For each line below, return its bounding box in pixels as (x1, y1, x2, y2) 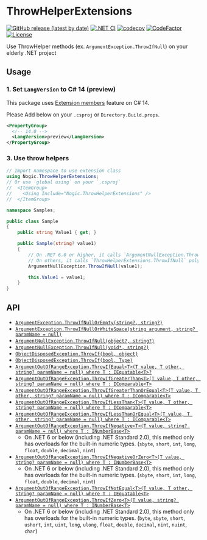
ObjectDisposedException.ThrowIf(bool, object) (15, 350, 138, 357)
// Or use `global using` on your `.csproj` (6, 179, 121, 185)
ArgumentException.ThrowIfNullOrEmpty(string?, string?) (15, 319, 163, 325)
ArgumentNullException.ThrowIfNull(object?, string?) (15, 338, 155, 344)
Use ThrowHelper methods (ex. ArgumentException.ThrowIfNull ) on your (6, 43, 188, 50)
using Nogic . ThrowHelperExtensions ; (6, 174, 99, 180)
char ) (24, 527, 38, 535)
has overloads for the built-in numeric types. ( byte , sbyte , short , (24, 514, 186, 522)
